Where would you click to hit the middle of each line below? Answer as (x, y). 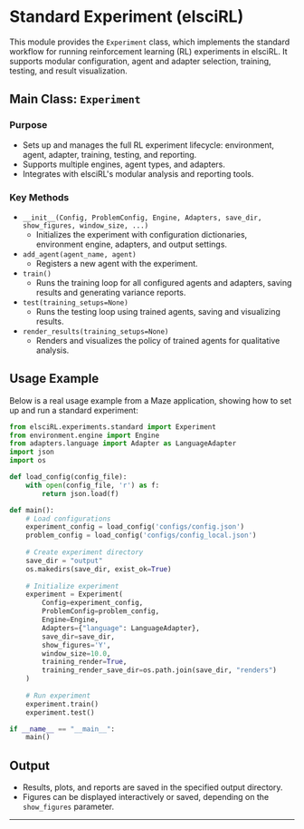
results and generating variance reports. (111, 292)
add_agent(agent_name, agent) (80, 254)
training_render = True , (85, 662)
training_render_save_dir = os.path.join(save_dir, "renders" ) (160, 670)
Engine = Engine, (71, 620)
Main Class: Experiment (75, 99)
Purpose (28, 125)
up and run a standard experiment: (74, 410)
